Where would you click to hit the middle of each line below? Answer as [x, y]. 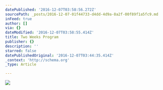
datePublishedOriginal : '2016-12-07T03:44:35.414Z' [59, 55]
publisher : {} [20, 42]
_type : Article [21, 64]
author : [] [16, 23]
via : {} [13, 28]
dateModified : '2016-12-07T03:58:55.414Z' [50, 32]
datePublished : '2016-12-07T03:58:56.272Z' [51, 10]
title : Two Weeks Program [32, 37]
